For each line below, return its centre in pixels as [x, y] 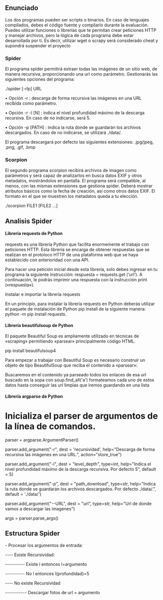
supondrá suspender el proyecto [38, 45]
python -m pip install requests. [36, 314]
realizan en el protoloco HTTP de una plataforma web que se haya [71, 255]
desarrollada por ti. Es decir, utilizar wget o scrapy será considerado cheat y [82, 40]
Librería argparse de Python [34, 396]
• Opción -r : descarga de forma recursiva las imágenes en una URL [73, 98]
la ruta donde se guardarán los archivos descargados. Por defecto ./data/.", [81, 489]
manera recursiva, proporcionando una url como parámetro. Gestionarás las [81, 74]
